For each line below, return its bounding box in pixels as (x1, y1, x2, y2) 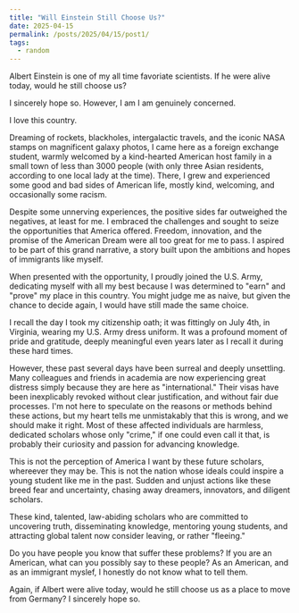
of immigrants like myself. (9, 254, 104, 265)
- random (17, 46, 50, 55)
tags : (9, 38, 29, 47)
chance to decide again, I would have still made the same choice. (9, 300, 249, 311)
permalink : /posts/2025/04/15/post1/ (9, 29, 150, 38)
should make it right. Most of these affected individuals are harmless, (9, 420, 264, 431)
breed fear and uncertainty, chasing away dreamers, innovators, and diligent (9, 484, 291, 496)
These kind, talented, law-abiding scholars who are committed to (9, 511, 248, 523)
